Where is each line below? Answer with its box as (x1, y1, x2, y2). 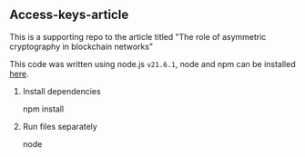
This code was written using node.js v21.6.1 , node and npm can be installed (9, 58, 296, 69)
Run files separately (22, 121, 97, 132)
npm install (22, 103, 65, 114)
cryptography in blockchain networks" (9, 41, 153, 52)
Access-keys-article (9, 7, 129, 23)
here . (9, 68, 29, 79)
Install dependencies (22, 85, 102, 96)
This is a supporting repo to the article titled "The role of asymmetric (9, 31, 267, 42)
